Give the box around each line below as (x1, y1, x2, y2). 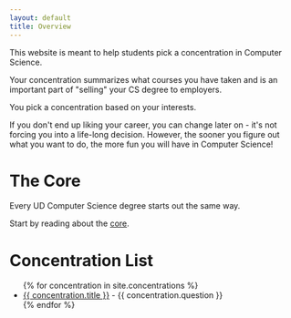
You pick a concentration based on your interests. (9, 101, 197, 112)
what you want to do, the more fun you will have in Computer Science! (9, 138, 274, 149)
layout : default (9, 13, 71, 23)
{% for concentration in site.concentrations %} (22, 280, 199, 292)
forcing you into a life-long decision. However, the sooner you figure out (9, 128, 280, 139)
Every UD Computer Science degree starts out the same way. (9, 200, 241, 211)
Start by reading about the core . (9, 218, 130, 229)
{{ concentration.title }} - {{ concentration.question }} (22, 290, 223, 301)
